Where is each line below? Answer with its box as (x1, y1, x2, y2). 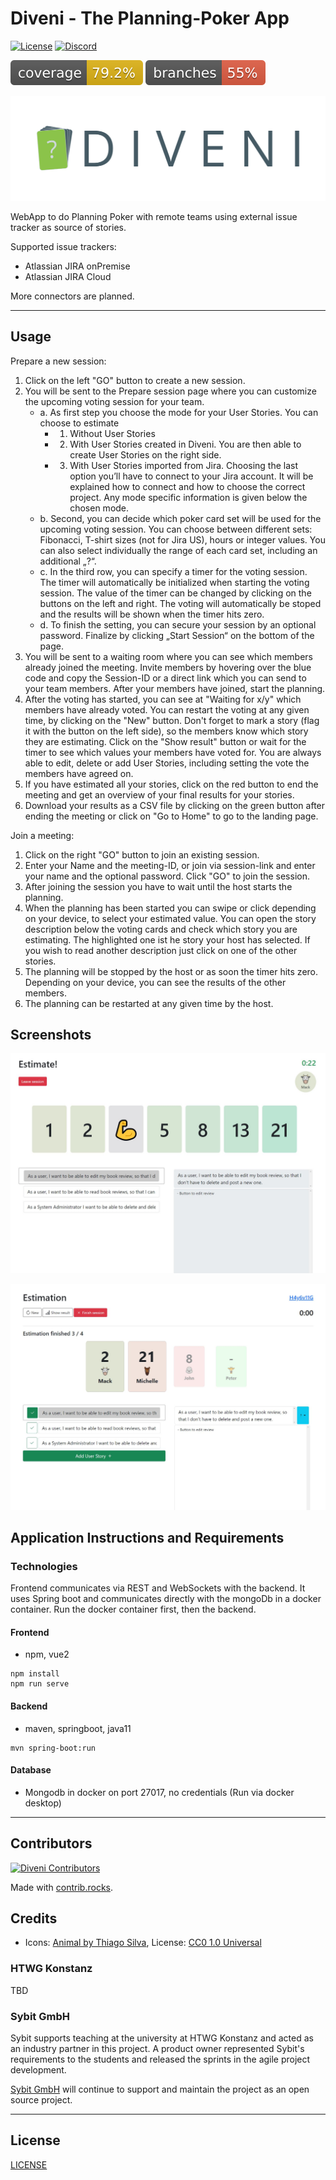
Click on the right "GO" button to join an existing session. (24, 848, 260, 861)
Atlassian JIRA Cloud (24, 270, 112, 282)
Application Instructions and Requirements (10, 1529, 285, 1546)
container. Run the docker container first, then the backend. (10, 1603, 257, 1616)
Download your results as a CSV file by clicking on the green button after (24, 799, 326, 811)
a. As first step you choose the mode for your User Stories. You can (39, 406, 319, 418)
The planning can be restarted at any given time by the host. (24, 997, 274, 1009)
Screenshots (10, 1026, 92, 1043)
